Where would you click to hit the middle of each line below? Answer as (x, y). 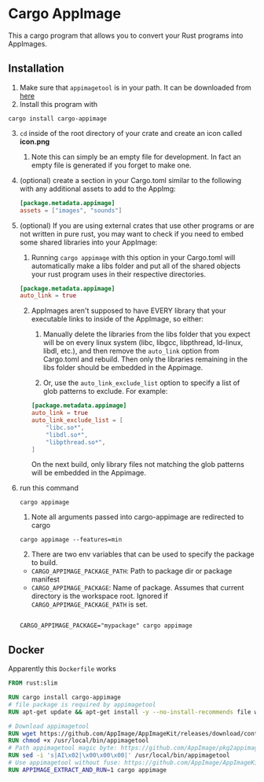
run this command (49, 488)
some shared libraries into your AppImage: (88, 242)
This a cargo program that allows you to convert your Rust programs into (126, 35)
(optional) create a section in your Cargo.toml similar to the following (130, 180)
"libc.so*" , (65, 428)
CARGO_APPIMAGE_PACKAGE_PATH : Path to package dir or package (132, 571)
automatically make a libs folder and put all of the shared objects (136, 266)
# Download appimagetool (49, 726)
